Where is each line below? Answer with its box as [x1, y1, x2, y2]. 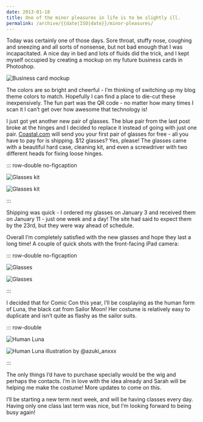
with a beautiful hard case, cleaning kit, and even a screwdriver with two [6, 144, 188, 151]
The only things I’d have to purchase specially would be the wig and [6, 371, 176, 378]
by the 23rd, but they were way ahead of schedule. [6, 222, 134, 229]
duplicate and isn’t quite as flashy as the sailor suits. [6, 312, 137, 320]
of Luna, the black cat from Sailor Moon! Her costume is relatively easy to [6, 306, 190, 313]
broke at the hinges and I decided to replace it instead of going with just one [6, 124, 198, 132]
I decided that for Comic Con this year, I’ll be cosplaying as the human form [6, 299, 195, 306]
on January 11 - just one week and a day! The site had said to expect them [6, 216, 192, 223]
